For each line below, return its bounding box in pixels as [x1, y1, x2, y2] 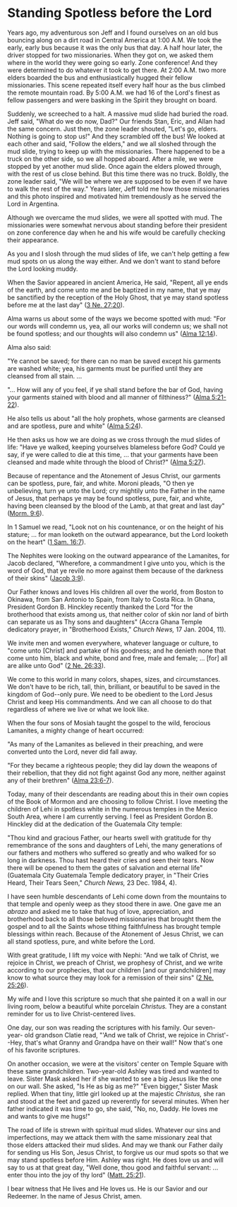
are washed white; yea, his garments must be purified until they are [7, 364, 203, 372]
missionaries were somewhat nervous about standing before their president [7, 220, 228, 229]
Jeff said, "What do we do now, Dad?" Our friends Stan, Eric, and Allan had [7, 117, 226, 125]
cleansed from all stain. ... [7, 371, 83, 380]
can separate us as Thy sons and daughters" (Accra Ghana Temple [7, 617, 203, 626]
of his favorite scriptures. [7, 1045, 80, 1054]
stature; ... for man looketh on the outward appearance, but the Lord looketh [7, 530, 229, 538]
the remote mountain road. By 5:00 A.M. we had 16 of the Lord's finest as [7, 88, 221, 97]
